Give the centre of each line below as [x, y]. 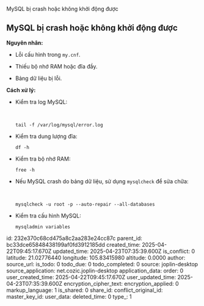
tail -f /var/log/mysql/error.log [59, 125]
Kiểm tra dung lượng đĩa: [46, 136]
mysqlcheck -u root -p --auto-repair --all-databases [85, 204]
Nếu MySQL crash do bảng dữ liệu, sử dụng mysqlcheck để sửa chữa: [102, 181]
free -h [25, 170]
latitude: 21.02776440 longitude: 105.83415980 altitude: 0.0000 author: [96, 257]
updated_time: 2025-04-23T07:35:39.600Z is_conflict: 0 [124, 251]
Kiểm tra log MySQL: [41, 102]
